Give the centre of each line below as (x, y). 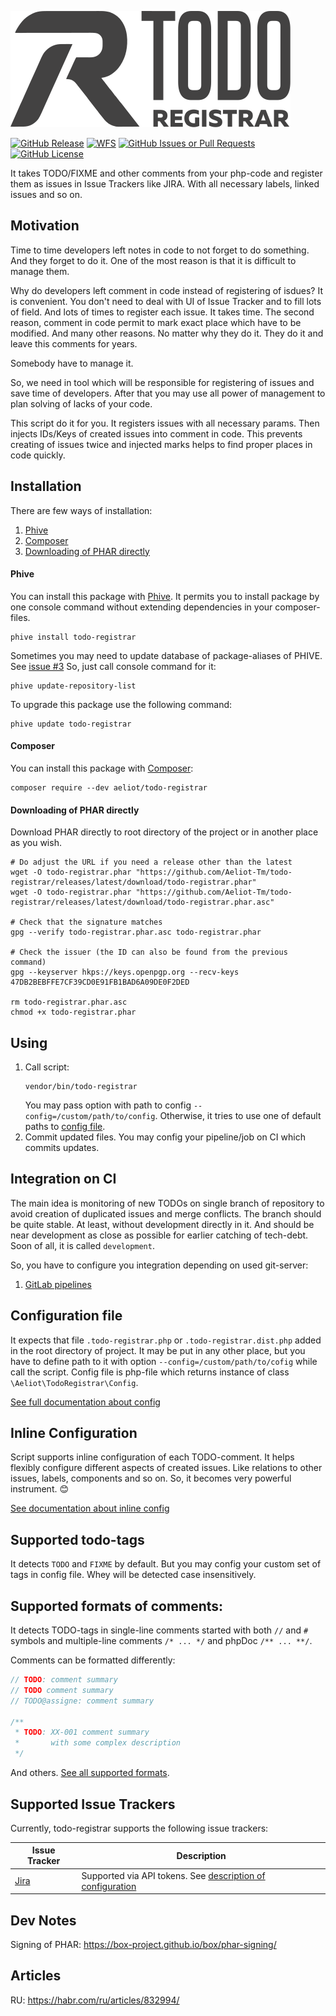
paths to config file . (65, 1127)
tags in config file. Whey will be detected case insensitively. (133, 1575)
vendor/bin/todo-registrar (81, 1087)
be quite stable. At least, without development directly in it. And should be (162, 1224)
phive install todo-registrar (73, 637)
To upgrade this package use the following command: (121, 704)
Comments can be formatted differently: (93, 1660)
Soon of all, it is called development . (82, 1245)
